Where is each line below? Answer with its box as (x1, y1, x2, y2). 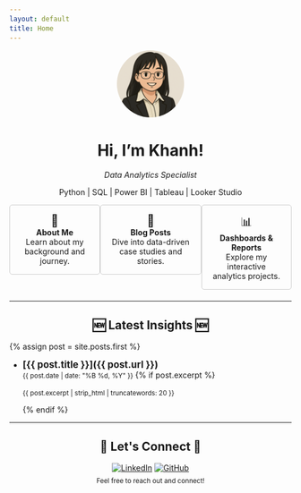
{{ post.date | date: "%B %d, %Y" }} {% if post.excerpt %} (21, 370, 216, 380)
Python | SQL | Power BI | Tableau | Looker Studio (58, 187, 243, 198)
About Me (35, 227, 74, 238)
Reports (231, 242, 262, 253)
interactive (227, 261, 266, 272)
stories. (137, 256, 165, 267)
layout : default (9, 14, 70, 23)
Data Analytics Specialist (104, 170, 197, 181)
